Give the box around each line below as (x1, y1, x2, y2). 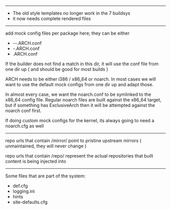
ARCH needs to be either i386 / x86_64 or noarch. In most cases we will (5, 76, 156, 82)
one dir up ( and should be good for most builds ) (5, 66, 108, 72)
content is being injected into (5, 159, 66, 164)
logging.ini (12, 188, 35, 194)
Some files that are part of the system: (5, 173, 86, 179)
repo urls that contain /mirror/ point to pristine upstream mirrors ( (5, 138, 141, 143)
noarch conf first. (5, 108, 42, 114)
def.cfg (12, 183, 28, 189)
